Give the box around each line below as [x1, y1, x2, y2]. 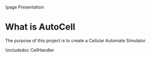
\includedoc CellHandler [5, 47, 55, 53]
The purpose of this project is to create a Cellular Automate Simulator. [5, 37, 147, 43]
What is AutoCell [5, 22, 75, 32]
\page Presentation [5, 4, 44, 10]
